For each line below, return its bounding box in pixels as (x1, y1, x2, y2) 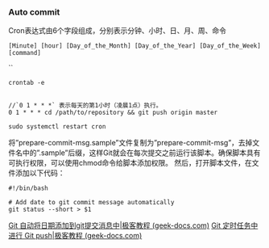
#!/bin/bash (8, 184, 48, 192)
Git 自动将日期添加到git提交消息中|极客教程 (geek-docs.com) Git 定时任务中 (8, 221, 259, 230)
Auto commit (8, 6, 60, 18)
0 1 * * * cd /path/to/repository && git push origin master (8, 108, 218, 117)
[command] (8, 49, 42, 57)
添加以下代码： (14, 168, 65, 178)
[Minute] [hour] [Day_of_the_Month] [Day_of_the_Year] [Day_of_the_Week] (8, 42, 262, 50)
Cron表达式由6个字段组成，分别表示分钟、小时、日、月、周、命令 (8, 26, 227, 36)
